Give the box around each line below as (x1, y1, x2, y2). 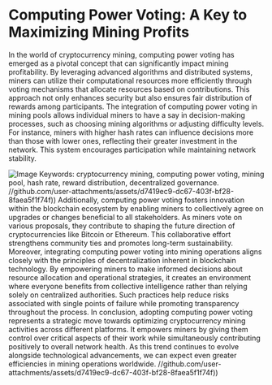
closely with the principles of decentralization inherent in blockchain (8, 255, 237, 265)
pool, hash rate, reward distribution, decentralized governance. (8, 177, 219, 188)
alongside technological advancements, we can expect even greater (8, 350, 237, 360)
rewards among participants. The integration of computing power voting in (8, 102, 258, 111)
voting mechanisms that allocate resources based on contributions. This (8, 84, 250, 94)
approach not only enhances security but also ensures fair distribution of (8, 93, 253, 102)
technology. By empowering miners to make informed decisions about (8, 264, 244, 274)
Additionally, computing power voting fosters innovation (58, 195, 245, 205)
